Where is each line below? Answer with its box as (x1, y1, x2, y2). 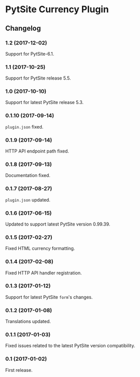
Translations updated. (5, 318, 51, 324)
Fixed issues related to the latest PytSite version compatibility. (5, 343, 135, 349)
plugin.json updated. (5, 196, 51, 203)
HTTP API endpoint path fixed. (5, 148, 69, 154)
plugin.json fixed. (5, 123, 44, 130)
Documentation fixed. (5, 172, 51, 179)
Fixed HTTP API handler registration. (5, 269, 82, 276)
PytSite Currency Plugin (5, 4, 109, 15)
